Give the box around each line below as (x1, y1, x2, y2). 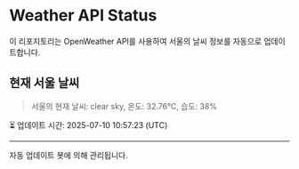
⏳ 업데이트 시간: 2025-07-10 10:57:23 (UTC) (9, 119, 168, 130)
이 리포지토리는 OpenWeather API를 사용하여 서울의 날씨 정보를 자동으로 (9, 36, 263, 46)
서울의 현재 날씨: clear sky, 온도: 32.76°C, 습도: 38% (30, 101, 218, 111)
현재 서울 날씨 (9, 76, 80, 91)
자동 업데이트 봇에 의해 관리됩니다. (9, 149, 128, 160)
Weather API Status (9, 5, 158, 26)
